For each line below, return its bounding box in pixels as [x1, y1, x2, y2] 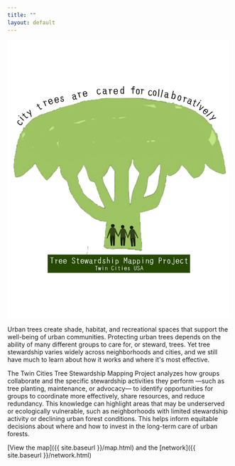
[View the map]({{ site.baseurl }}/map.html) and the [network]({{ [7, 443, 196, 452]
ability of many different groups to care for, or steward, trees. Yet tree [7, 340, 211, 349]
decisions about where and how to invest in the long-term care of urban [7, 422, 218, 430]
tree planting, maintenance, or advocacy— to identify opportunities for [7, 384, 214, 393]
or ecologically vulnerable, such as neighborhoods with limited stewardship [7, 406, 229, 415]
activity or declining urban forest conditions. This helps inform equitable [7, 414, 219, 423]
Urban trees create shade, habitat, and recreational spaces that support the [7, 324, 229, 334]
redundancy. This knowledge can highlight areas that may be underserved [7, 399, 225, 408]
